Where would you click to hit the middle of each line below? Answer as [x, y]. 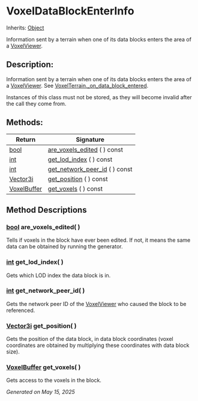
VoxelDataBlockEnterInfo [70, 11]
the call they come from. [36, 103]
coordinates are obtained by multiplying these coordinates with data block [98, 345]
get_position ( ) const [78, 179]
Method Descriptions [46, 210]
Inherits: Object [25, 28]
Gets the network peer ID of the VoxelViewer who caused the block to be [96, 304]
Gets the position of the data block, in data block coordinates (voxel [90, 339]
